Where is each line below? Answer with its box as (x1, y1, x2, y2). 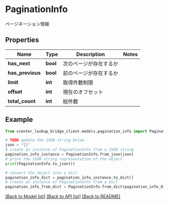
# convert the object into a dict (5, 170, 78, 175)
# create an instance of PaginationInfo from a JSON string (5, 147, 134, 152)
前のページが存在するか (62, 70, 119, 77)
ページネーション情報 (5, 21, 49, 27)
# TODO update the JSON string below (5, 138, 84, 143)
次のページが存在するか (62, 60, 119, 67)
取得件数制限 (62, 79, 94, 86)
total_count (8, 97, 36, 104)
